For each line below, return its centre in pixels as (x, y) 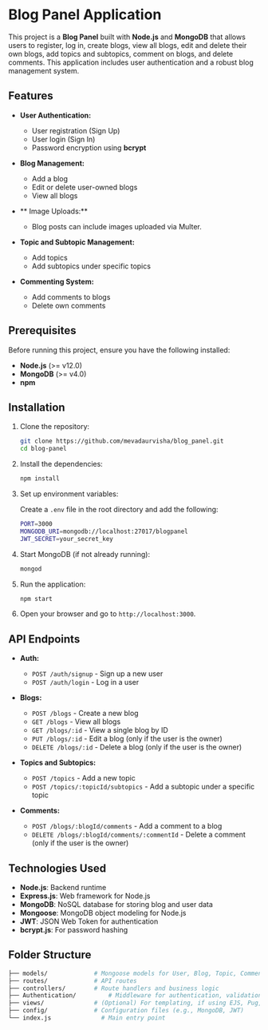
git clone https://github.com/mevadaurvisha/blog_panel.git (122, 441)
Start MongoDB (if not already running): (85, 554)
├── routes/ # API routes (73, 980)
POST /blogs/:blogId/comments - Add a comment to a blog (127, 826)
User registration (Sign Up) (76, 130)
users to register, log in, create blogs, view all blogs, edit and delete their (128, 45)
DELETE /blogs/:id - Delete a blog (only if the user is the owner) (137, 747)
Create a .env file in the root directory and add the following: (119, 509)
